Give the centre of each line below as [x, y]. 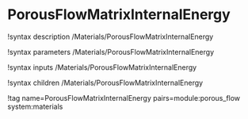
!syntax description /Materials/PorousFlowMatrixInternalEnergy [111, 36]
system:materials [35, 106]
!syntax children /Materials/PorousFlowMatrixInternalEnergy [105, 83]
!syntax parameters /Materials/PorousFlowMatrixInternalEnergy [111, 52]
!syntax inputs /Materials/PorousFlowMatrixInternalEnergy [102, 67]
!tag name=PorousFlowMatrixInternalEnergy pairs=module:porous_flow [124, 98]
